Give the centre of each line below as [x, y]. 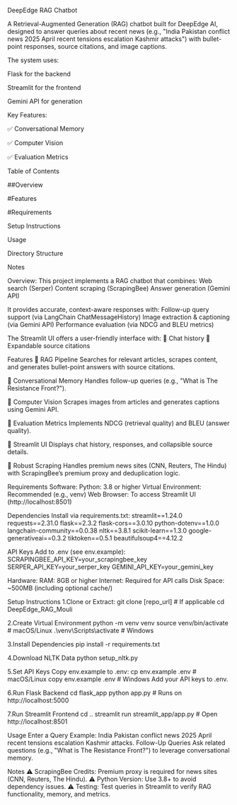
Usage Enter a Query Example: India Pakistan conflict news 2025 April [110, 735]
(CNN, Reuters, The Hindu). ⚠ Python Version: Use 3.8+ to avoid [102, 779]
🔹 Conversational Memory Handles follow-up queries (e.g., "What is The [112, 381]
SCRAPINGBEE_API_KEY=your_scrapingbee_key [77, 559]
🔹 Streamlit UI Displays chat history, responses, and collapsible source [110, 444]
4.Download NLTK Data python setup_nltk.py [73, 658]
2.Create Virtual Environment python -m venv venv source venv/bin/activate [118, 623]
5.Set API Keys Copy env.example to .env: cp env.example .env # [102, 672]
